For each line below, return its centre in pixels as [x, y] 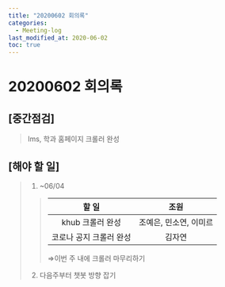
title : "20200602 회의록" [48, 15]
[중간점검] [32, 119]
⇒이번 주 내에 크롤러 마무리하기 [96, 258]
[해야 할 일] [34, 166]
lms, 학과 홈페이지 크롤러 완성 [74, 139]
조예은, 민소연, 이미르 [176, 222]
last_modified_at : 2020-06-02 [58, 38]
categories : [28, 23]
